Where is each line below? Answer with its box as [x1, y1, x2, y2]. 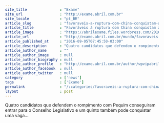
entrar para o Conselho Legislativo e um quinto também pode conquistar [5, 107, 151, 113]
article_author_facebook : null [5, 66, 73, 71]
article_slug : [5, 20, 62, 26]
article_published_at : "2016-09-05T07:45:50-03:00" [5, 39, 123, 44]
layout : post [5, 89, 73, 94]
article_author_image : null [5, 52, 73, 58]
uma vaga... [5, 113, 29, 119]
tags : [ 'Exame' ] [5, 80, 84, 84]
